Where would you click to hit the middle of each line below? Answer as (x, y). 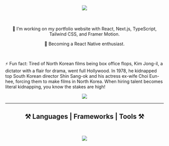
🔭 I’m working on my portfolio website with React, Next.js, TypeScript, (84, 29)
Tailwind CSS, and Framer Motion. (84, 34)
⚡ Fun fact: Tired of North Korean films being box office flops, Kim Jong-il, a (84, 63)
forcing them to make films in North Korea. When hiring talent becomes (89, 81)
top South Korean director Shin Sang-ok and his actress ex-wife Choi (77, 76)
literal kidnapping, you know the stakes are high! (55, 87)
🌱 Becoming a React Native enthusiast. (84, 44)
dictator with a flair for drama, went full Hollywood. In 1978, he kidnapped (81, 71)
